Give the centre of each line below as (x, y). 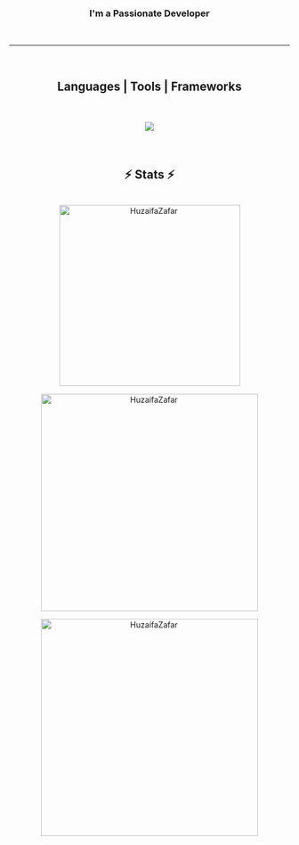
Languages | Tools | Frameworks (149, 86)
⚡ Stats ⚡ (149, 174)
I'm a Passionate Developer (149, 13)
